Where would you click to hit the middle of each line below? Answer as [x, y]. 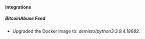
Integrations [18, 7]
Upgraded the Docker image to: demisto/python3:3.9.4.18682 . [76, 31]
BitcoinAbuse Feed [25, 18]
